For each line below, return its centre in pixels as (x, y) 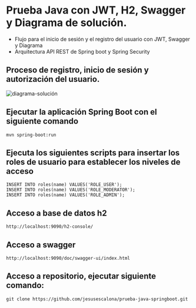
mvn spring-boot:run (31, 135)
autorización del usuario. (53, 79)
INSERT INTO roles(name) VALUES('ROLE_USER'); (64, 185)
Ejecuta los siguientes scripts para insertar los (93, 153)
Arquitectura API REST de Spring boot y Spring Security (82, 51)
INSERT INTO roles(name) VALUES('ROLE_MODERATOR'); (71, 190)
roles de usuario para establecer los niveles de (93, 162)
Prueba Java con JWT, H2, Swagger (96, 10)
